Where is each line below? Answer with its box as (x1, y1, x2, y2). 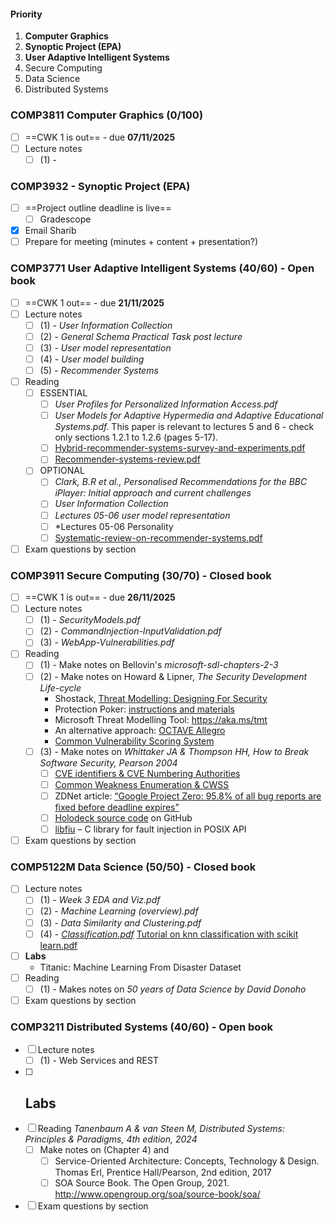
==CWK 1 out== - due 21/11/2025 (24, 296, 165, 309)
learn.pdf (39, 939, 78, 951)
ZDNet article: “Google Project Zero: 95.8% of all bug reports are (54, 790, 322, 802)
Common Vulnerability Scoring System (54, 735, 215, 747)
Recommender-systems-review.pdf (54, 453, 201, 465)
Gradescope (39, 213, 92, 225)
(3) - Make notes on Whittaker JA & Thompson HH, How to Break (39, 745, 310, 757)
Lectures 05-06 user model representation (54, 509, 231, 521)
